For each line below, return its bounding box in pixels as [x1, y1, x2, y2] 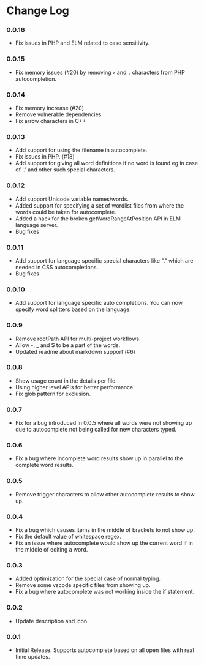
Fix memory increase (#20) [15, 105, 85, 112]
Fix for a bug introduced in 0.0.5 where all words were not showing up [15, 419, 192, 427]
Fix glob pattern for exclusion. [15, 390, 91, 397]
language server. [15, 221, 58, 228]
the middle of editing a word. [15, 546, 88, 553]
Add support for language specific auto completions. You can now [15, 299, 183, 307]
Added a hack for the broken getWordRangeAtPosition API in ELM [15, 215, 181, 222]
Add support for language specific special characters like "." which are [15, 256, 194, 264]
